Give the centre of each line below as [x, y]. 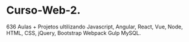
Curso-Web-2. [43, 10]
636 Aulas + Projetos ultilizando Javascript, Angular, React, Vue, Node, [94, 27]
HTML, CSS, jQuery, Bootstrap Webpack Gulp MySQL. [74, 33]
